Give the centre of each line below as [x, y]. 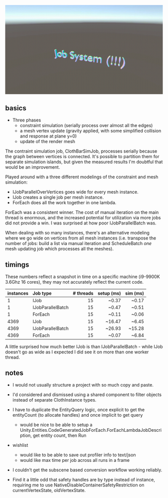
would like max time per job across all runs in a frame [75, 460]
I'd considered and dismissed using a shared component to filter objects [87, 395]
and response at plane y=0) [48, 136]
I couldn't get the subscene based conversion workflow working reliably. [87, 470]
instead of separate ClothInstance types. [54, 400]
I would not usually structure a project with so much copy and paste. [83, 385]
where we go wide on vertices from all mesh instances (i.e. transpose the [81, 238]
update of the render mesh [47, 142]
